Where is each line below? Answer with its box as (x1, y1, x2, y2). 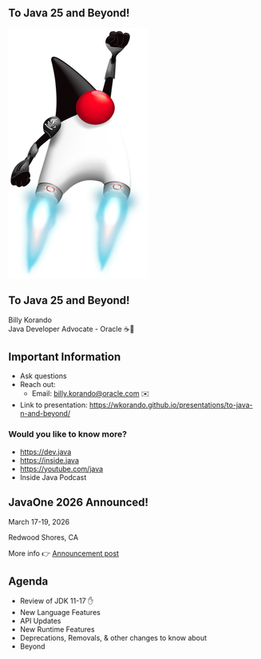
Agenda (8, 574, 49, 588)
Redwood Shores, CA (8, 532, 78, 542)
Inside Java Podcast (19, 472, 87, 482)
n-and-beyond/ (19, 409, 70, 418)
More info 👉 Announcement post (8, 548, 120, 558)
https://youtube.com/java (19, 464, 104, 473)
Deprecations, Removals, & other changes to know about (19, 633, 208, 643)
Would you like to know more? (8, 429, 128, 440)
